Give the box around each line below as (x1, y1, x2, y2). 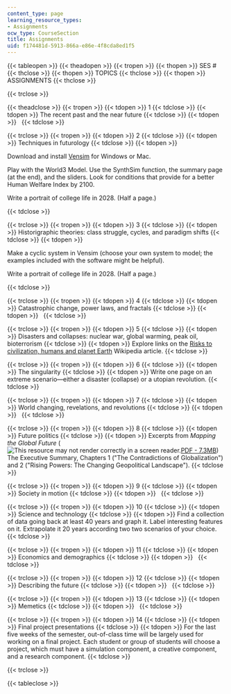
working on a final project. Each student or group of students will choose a (7, 638, 221, 645)
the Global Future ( (7, 439, 61, 447)
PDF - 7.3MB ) (180, 446, 219, 455)
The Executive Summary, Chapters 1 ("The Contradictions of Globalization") (7, 454, 223, 462)
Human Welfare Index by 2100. (7, 180, 95, 188)
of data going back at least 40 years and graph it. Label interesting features (7, 518, 223, 525)
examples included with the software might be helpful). (7, 256, 165, 264)
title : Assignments (7, 36, 64, 43)
